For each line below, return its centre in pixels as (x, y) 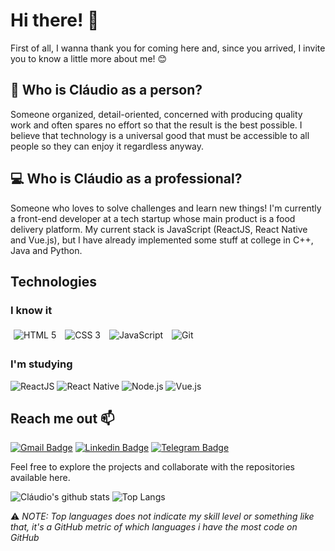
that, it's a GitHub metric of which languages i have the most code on (154, 527)
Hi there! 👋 (55, 20)
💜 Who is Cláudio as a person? (106, 90)
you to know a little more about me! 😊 (89, 58)
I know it (31, 310)
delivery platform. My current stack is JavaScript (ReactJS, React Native (159, 229)
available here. (40, 478)
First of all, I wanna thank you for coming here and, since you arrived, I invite (168, 48)
